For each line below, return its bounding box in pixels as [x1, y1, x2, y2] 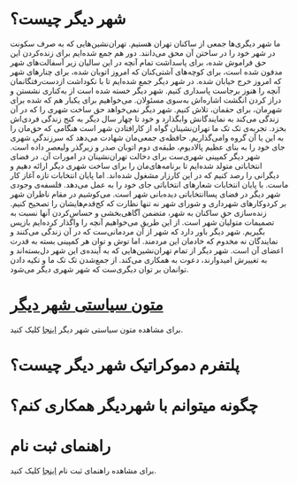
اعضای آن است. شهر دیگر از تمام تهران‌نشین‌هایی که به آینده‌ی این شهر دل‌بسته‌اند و [10, 244, 284, 256]
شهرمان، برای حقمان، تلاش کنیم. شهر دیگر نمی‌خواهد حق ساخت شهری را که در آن [10, 104, 283, 114]
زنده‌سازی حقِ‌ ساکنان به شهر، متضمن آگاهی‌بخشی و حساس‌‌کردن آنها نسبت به [10, 207, 267, 218]
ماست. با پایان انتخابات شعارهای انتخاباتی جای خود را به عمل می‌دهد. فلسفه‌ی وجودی [10, 179, 289, 189]
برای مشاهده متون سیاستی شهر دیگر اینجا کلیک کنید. [10, 324, 184, 335]
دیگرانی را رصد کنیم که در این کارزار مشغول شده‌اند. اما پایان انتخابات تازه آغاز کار [10, 169, 279, 181]
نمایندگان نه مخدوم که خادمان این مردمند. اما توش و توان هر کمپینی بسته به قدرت [10, 235, 278, 246]
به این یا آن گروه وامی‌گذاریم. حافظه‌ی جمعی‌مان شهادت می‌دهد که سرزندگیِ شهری [10, 132, 285, 142]
